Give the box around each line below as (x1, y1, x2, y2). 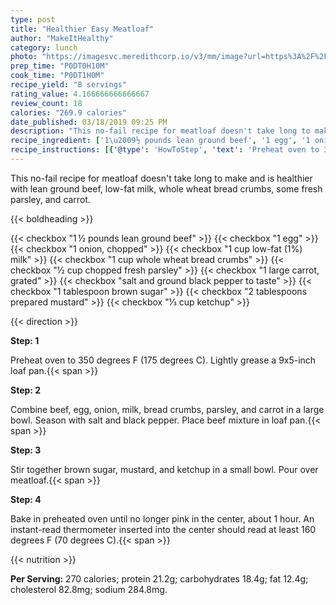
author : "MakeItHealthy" (10, 33, 114, 43)
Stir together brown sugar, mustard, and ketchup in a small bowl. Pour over (10, 463, 319, 475)
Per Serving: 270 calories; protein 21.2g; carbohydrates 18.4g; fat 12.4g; (10, 572, 309, 585)
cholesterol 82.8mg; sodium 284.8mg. (10, 583, 168, 595)
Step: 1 (10, 334, 40, 346)
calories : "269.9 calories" (10, 107, 128, 118)
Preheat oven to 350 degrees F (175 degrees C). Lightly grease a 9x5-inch (10, 354, 317, 366)
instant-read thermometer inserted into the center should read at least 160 (10, 523, 317, 535)
